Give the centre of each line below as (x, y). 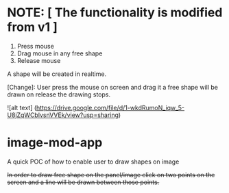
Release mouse (39, 60)
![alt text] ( (22, 107)
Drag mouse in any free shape (60, 53)
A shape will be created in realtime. (57, 74)
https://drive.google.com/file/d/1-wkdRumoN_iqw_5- (111, 107)
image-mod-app (55, 143)
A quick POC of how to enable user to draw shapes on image (93, 162)
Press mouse (36, 46)
